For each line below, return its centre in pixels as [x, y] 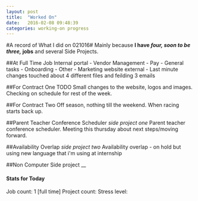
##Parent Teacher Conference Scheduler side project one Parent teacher [96, 123]
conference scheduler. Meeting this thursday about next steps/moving [92, 129]
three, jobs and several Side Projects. [52, 52]
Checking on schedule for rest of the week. [59, 93]
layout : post [22, 12]
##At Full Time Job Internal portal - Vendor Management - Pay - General [95, 63]
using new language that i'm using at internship [64, 153]
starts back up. [25, 111]
